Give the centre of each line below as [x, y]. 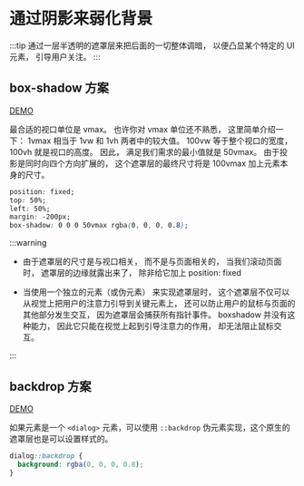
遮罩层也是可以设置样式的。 [61, 438]
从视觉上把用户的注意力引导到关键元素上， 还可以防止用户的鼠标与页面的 [159, 304]
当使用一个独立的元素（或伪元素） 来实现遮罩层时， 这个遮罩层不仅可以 [156, 292]
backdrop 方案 [51, 386]
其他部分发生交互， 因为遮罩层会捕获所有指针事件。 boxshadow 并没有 [155, 315]
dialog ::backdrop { [46, 456]
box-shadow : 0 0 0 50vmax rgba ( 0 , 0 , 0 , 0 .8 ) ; [99, 226]
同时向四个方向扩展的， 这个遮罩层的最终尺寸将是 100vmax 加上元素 [152, 163]
